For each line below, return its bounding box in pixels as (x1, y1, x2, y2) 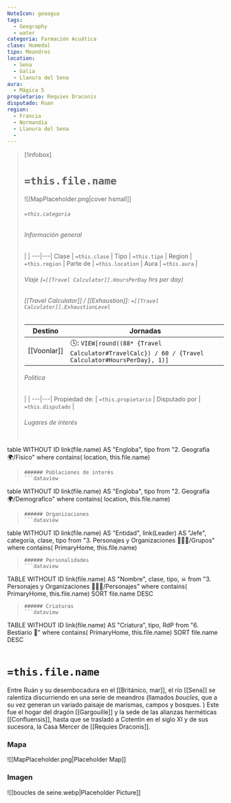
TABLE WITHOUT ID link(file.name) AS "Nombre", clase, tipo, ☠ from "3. (7, 575, 212, 583)
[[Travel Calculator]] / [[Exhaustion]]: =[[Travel (23, 297, 159, 305)
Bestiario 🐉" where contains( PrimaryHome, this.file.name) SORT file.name (7, 628, 218, 637)
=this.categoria (23, 211, 71, 218)
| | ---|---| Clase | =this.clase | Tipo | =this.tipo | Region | (23, 252, 192, 260)
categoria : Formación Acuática (7, 36, 97, 43)
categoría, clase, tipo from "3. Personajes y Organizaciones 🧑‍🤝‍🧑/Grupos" (7, 536, 215, 545)
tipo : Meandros (7, 49, 51, 56)
